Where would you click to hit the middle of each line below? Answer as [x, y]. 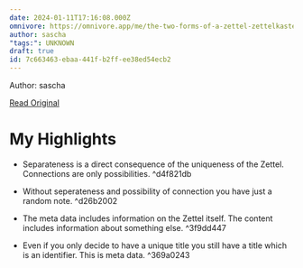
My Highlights [63, 139]
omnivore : [28, 26]
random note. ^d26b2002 [70, 200]
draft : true [32, 51]
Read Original [35, 103]
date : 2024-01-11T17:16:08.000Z [70, 18]
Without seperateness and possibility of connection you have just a [147, 191]
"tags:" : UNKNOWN [42, 43]
